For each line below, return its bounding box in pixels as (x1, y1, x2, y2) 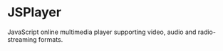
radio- (197, 28, 216, 36)
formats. (38, 35, 63, 43)
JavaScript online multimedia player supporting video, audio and (7, 28, 197, 36)
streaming (7, 35, 37, 43)
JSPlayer (7, 4, 62, 21)
